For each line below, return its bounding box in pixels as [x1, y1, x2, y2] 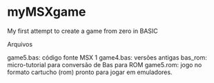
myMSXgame [7, 4, 86, 20]
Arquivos [7, 40, 33, 48]
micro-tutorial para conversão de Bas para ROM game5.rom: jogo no [7, 60, 202, 69]
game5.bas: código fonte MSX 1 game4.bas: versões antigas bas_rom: [7, 53, 207, 62]
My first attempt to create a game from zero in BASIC [7, 27, 159, 35]
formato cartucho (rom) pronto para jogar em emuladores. [7, 68, 173, 76]
